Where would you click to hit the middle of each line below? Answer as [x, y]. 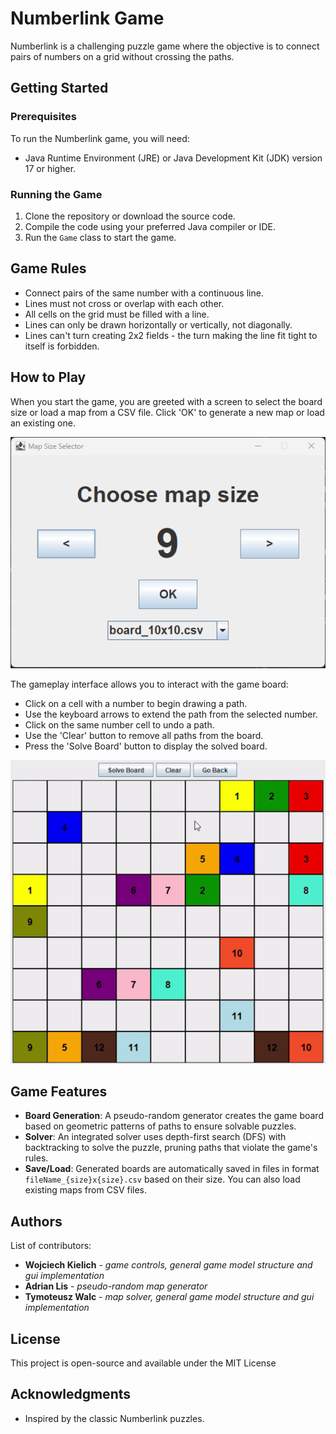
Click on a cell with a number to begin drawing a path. [136, 704]
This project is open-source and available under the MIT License [143, 1363]
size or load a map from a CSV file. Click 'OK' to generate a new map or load [167, 412]
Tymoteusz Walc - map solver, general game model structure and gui [169, 1297]
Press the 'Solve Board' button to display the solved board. [146, 746]
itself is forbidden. [62, 346]
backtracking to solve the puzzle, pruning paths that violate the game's [171, 1148]
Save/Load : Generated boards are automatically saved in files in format [172, 1169]
